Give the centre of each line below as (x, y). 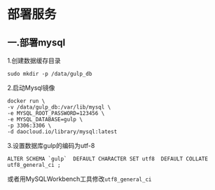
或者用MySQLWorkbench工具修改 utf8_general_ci (79, 179)
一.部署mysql (36, 42)
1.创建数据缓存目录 (34, 61)
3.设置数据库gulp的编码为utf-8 (51, 145)
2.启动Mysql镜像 (31, 88)
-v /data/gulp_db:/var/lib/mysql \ (59, 107)
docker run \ (26, 101)
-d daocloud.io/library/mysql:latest (62, 132)
